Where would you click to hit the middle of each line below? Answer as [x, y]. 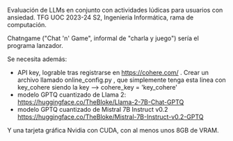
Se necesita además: [37, 59]
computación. [27, 25]
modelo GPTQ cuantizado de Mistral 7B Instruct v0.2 [93, 109]
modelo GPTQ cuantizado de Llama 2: [72, 94]
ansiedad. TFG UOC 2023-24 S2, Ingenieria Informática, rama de [101, 17]
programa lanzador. [35, 45]
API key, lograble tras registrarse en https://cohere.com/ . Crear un [113, 73]
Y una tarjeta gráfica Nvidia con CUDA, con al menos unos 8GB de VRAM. [113, 130]
